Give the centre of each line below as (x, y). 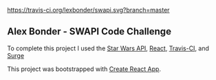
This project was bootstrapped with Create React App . (84, 69)
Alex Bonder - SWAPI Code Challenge (89, 31)
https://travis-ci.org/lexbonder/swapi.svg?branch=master (88, 10)
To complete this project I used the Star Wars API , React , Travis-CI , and (108, 48)
